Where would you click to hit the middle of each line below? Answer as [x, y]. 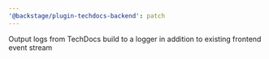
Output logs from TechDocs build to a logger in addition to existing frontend [135, 39]
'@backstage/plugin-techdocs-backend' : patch [87, 16]
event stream [30, 47]
